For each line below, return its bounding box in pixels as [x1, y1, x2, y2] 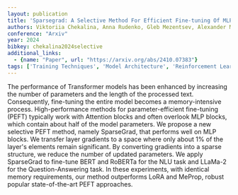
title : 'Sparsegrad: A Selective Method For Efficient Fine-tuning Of [7, 17, 220, 24]
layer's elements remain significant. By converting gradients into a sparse [7, 142, 222, 150]
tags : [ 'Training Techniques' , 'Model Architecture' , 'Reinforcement [7, 63, 217, 70]
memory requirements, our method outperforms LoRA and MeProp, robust [7, 172, 225, 181]
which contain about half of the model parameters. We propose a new [7, 119, 212, 128]
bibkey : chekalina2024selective [7, 43, 103, 50]
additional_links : [7, 50, 62, 57]
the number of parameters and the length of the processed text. [7, 90, 194, 98]
